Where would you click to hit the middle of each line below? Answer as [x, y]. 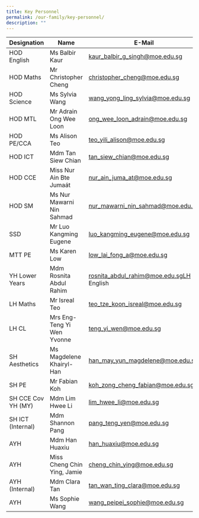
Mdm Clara [65, 482]
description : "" [26, 23]
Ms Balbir [62, 53]
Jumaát [60, 185]
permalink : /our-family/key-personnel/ [55, 17]
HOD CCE [23, 178]
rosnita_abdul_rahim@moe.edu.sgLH [140, 276]
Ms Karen [63, 252]
